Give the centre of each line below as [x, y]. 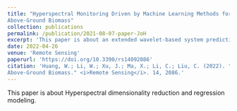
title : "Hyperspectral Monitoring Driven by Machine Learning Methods [113, 14]
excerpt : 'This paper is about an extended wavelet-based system [105, 40]
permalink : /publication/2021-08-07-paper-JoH [77, 33]
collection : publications [45, 27]
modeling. [22, 100]
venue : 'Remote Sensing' [44, 53]
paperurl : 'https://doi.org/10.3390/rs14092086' [80, 60]
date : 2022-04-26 [33, 46]
